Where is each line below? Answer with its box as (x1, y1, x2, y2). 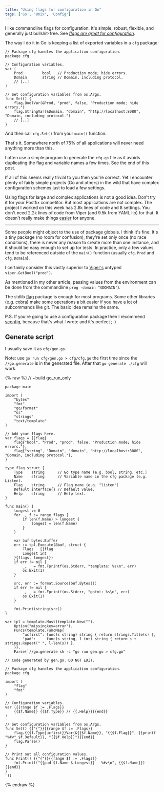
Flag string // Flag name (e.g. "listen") (14, 483, 119, 488)
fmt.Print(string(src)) (14, 606, 62, 612)
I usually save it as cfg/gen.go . (5, 346, 66, 352)
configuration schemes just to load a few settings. (5, 185, 106, 190)
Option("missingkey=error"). (14, 624, 73, 629)
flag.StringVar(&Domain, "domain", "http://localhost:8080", (14, 109, 141, 114)
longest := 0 (14, 508, 41, 513)
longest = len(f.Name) (31, 521, 78, 526)
